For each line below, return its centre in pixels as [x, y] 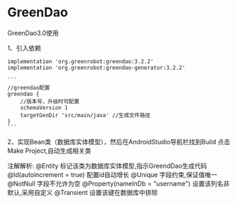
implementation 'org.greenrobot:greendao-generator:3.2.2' [97, 68]
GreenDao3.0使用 [33, 33]
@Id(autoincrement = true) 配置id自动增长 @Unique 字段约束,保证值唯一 [112, 174]
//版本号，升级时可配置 [50, 101]
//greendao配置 [29, 87]
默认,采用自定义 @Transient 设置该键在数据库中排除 [83, 192]
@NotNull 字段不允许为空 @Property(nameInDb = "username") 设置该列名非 [118, 183]
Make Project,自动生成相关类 [49, 151]
